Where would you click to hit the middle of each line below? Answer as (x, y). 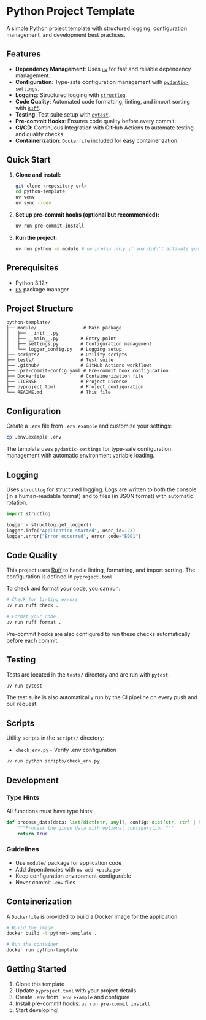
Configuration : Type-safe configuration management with (89, 82)
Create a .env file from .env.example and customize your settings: (89, 426)
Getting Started (36, 969)
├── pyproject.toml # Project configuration (75, 387)
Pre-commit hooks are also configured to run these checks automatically (98, 634)
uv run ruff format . (34, 622)
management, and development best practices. (66, 34)
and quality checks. (40, 134)
